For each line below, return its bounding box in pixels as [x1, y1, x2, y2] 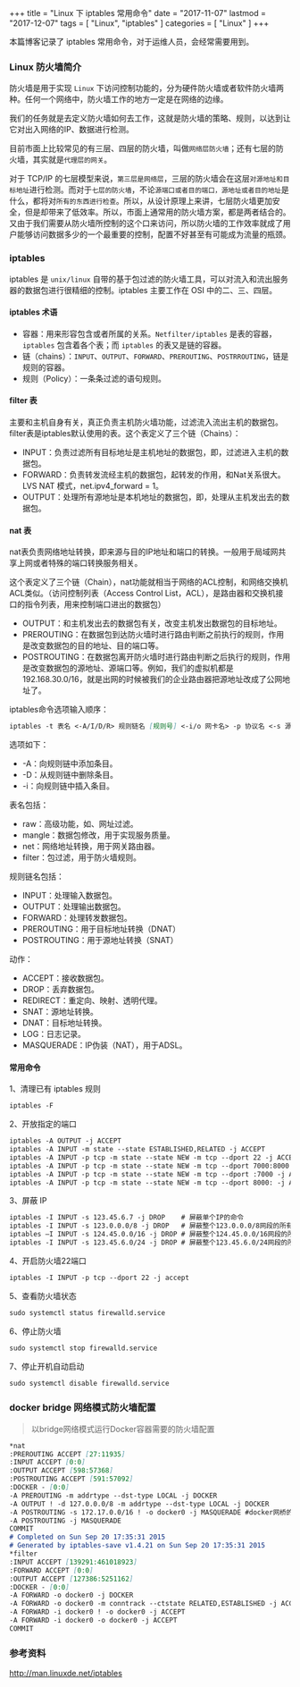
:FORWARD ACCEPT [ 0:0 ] [9, 1565, 94, 1575]
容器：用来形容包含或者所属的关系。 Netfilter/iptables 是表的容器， [21, 328, 277, 339]
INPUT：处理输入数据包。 [21, 890, 118, 901]
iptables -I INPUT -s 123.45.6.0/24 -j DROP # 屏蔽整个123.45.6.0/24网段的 [9, 1238, 288, 1247]
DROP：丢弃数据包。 [21, 984, 100, 995]
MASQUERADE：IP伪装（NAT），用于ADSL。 [21, 1040, 187, 1050]
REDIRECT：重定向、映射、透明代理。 [21, 995, 162, 1006]
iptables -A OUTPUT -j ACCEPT [9, 1136, 122, 1146]
